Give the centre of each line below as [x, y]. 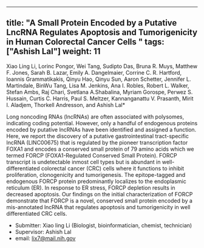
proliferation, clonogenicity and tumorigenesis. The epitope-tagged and [96, 174]
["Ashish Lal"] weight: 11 [53, 51]
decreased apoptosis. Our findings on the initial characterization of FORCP [100, 194]
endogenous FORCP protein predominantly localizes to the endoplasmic [96, 181]
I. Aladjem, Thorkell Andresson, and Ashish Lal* [66, 105]
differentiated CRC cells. [37, 213]
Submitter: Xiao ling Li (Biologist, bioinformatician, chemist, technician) [104, 225]
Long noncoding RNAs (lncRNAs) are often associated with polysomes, [95, 117]
